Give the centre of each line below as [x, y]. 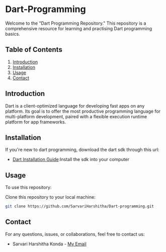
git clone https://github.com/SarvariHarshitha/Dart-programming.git [80, 206]
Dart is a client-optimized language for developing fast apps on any [75, 106]
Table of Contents [34, 50]
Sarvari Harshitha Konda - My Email [49, 244]
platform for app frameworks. [36, 122]
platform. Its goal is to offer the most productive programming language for [83, 111]
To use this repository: [28, 188]
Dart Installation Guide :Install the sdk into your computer [71, 159]
